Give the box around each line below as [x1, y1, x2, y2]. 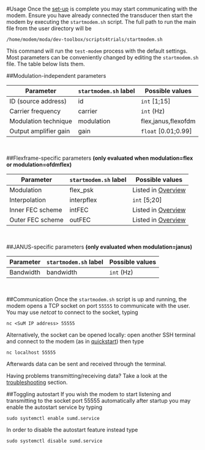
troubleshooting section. [6, 379, 68, 386]
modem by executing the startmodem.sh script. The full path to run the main [6, 18, 196, 25]
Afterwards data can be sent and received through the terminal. [6, 361, 167, 367]
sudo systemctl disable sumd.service [6, 438, 103, 444]
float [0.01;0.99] [140, 127, 192, 135]
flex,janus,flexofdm [140, 117, 196, 125]
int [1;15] [140, 97, 171, 105]
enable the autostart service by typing [6, 403, 103, 411]
